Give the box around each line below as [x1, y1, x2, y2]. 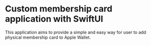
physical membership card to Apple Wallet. [5, 34, 91, 40]
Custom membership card [5, 3, 113, 14]
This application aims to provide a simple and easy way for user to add [5, 29, 147, 35]
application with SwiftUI [5, 13, 103, 24]
